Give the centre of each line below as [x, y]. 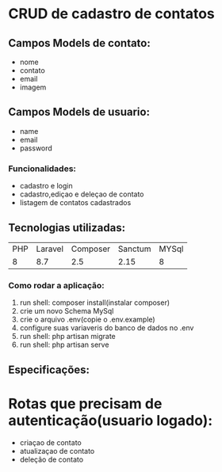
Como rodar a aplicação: [56, 285]
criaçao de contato [50, 442]
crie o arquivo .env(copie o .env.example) [88, 320]
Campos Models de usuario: [79, 112]
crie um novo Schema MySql [67, 311]
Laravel [50, 249]
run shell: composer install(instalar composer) [95, 303]
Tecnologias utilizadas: [67, 228]
